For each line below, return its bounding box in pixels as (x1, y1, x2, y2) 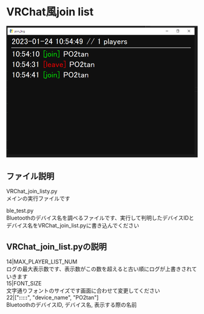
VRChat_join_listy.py (6, 188, 58, 195)
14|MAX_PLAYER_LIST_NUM (6, 258, 78, 265)
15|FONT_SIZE (6, 280, 42, 287)
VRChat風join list (6, 5, 94, 19)
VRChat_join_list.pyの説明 (6, 241, 107, 252)
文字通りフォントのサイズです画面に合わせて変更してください (6, 287, 160, 294)
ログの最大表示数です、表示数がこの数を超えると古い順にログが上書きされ (6, 265, 192, 273)
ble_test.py (6, 207, 34, 215)
